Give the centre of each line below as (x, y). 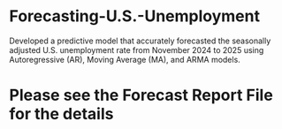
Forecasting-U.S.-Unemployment (135, 16)
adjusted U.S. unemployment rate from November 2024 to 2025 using (137, 49)
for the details (61, 114)
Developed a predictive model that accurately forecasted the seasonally (140, 41)
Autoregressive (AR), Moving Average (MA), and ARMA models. (125, 59)
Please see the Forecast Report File (141, 95)
